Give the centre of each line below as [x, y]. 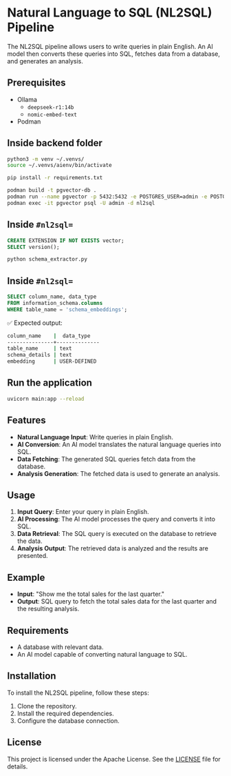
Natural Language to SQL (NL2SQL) [110, 13]
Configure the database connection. [68, 720]
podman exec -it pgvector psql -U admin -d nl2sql [81, 203]
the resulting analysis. [48, 609]
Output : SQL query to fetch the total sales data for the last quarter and [117, 601]
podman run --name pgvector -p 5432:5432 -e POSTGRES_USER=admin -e [107, 197]
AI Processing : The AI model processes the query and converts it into [116, 519]
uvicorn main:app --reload [46, 399]
